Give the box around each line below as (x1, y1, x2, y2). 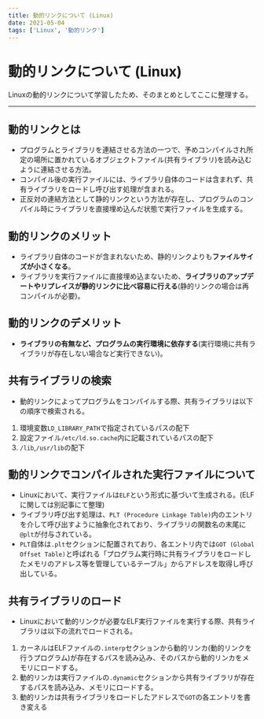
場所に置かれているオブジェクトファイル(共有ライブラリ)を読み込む (33, 155, 252, 165)
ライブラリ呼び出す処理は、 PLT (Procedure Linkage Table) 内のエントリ (19, 510, 253, 520)
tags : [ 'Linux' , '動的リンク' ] (8, 26, 104, 34)
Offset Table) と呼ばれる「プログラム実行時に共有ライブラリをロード (19, 549, 245, 559)
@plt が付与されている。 (19, 529, 97, 539)
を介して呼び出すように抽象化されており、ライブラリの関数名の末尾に (19, 520, 246, 529)
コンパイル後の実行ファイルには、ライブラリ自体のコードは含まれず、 (19, 175, 247, 184)
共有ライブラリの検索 (8, 374, 112, 387)
